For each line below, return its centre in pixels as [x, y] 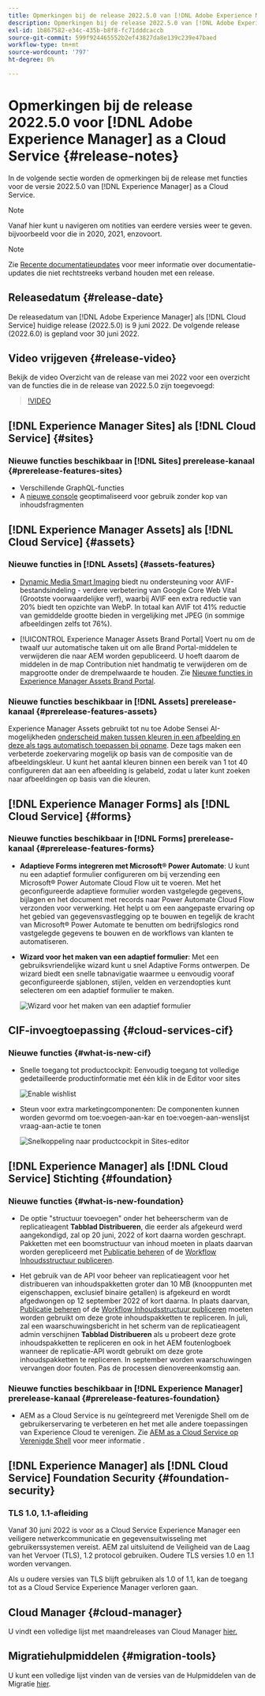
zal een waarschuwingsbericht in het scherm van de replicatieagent [130, 1326]
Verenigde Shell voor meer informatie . [82, 1441]
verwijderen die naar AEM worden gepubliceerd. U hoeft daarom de [129, 655]
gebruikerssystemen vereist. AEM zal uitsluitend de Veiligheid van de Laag [129, 1547]
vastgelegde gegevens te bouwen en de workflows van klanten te [127, 933]
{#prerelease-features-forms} [95, 848]
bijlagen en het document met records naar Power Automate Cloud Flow [137, 899]
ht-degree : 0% [32, 60]
